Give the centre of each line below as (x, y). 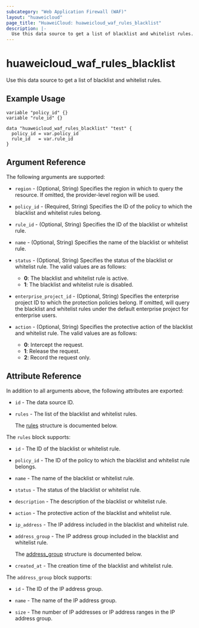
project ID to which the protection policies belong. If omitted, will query (102, 302)
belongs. (26, 467)
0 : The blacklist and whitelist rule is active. (76, 278)
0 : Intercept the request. (54, 345)
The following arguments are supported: (56, 176)
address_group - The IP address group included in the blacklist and (97, 536)
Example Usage (36, 99)
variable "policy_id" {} (37, 112)
